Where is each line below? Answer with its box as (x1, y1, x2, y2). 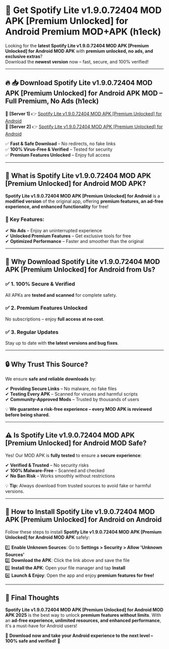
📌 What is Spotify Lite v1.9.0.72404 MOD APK (5, 171, 151, 180)
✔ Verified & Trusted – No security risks (5, 462, 89, 468)
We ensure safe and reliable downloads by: (5, 375, 97, 382)
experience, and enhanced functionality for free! (5, 204, 109, 210)
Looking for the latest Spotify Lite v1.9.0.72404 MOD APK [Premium (5, 42, 149, 48)
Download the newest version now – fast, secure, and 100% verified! (5, 58, 149, 64)
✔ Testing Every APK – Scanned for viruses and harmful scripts (5, 391, 138, 397)
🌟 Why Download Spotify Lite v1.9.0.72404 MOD (5, 257, 160, 266)
